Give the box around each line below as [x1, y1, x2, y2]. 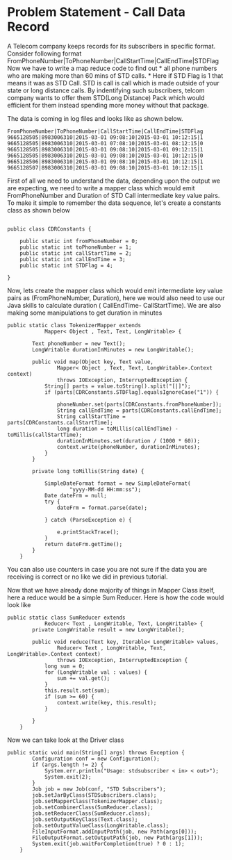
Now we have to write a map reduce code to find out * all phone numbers [7, 64, 217, 72]
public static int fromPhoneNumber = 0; [19, 238, 138, 245]
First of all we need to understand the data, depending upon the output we [7, 176, 221, 185]
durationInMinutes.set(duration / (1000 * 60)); [56, 437, 200, 445]
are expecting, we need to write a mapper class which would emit [7, 183, 195, 192]
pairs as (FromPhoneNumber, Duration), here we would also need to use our [7, 293, 226, 302]
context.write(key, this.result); [56, 699, 157, 706]
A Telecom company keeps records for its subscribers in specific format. [7, 42, 216, 50]
